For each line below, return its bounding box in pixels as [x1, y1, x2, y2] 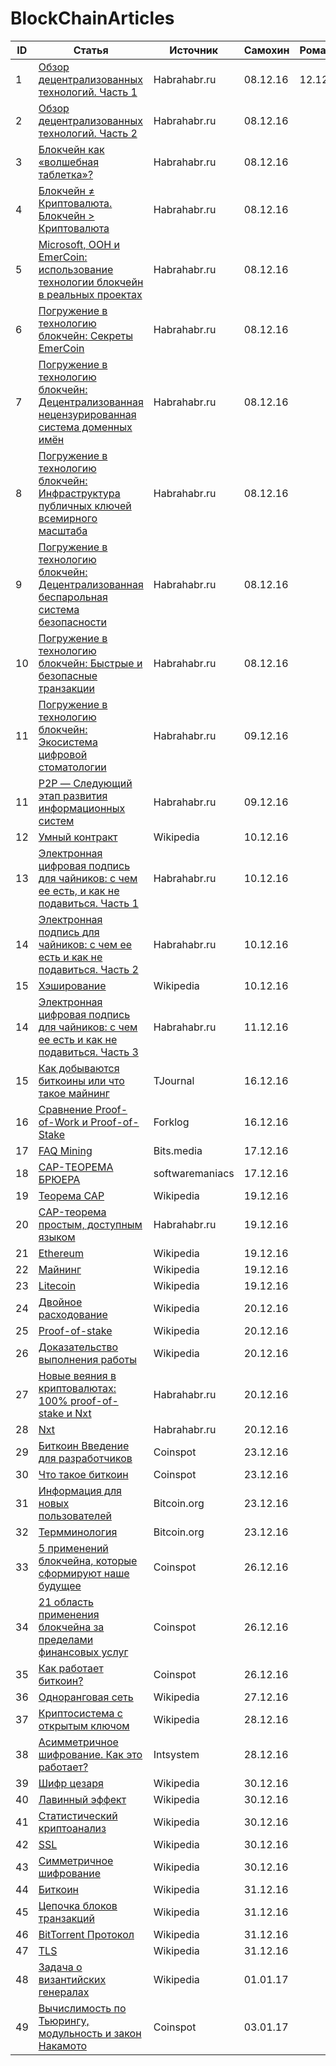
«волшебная [38, 155, 100, 169]
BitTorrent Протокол [38, 1927, 135, 1941]
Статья [73, 43, 109, 57]
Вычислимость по [38, 2001, 127, 2015]
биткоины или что [38, 1073, 125, 1087]
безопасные [38, 668, 98, 682]
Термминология [38, 1525, 118, 1539]
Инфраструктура [38, 486, 121, 500]
